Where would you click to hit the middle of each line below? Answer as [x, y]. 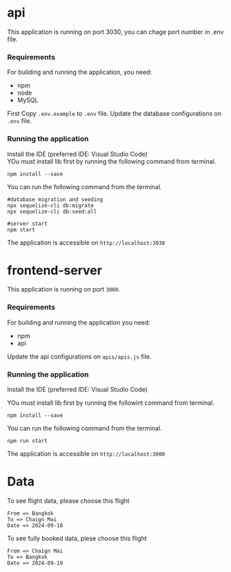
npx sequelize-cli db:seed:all [52, 211]
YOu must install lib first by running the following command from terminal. [112, 161]
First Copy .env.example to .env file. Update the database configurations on [114, 114]
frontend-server [54, 270]
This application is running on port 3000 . [64, 289]
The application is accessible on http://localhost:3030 [86, 242]
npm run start [28, 441]
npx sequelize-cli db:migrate [51, 205]
